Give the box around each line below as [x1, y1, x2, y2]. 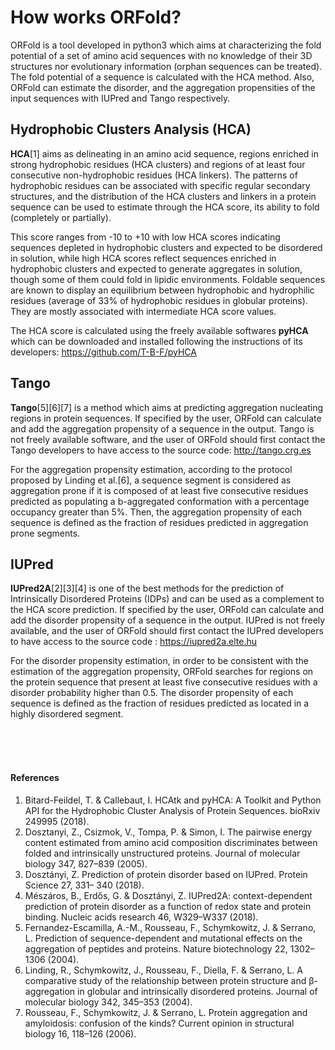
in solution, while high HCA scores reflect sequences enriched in [10, 252, 277, 264]
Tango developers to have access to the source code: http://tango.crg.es [10, 444, 312, 456]
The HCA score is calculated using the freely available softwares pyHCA [10, 324, 309, 336]
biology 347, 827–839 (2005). [24, 857, 148, 870]
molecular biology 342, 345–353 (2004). [24, 996, 193, 1008]
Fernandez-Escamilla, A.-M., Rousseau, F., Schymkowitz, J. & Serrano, [24, 921, 317, 933]
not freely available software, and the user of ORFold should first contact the [10, 433, 326, 445]
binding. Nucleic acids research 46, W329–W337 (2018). [24, 911, 259, 923]
